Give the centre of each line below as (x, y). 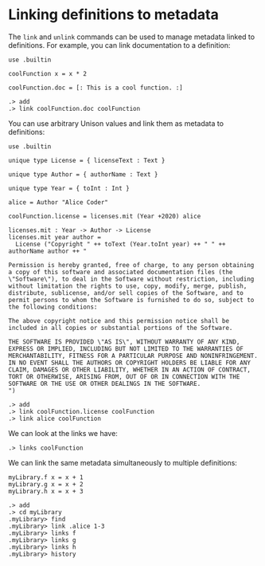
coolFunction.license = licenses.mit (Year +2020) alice (105, 216)
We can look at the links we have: (63, 433)
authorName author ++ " (48, 251)
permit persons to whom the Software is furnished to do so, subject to (131, 300)
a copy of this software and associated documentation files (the (121, 272)
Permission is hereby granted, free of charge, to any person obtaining (131, 265)
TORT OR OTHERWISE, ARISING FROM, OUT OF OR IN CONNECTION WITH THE (124, 376)
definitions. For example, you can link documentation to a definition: (119, 45)
